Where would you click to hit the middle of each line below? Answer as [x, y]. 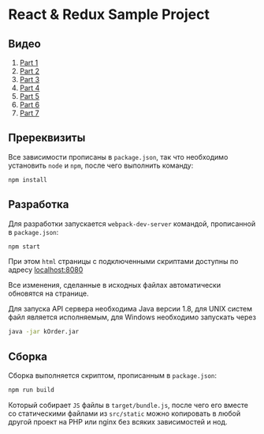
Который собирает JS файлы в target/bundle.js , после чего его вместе [128, 405]
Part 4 [30, 88]
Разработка [39, 204]
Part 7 [29, 113]
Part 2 [30, 71]
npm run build [32, 390]
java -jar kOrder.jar [44, 332]
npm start [24, 247]
